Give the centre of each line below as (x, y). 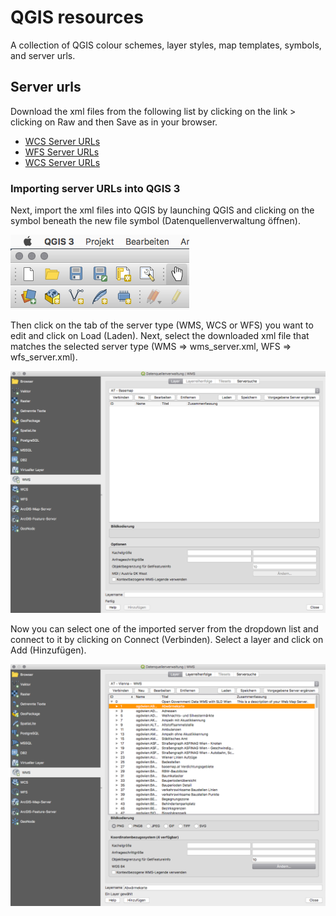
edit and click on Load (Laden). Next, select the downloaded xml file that (160, 336)
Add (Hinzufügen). (48, 650)
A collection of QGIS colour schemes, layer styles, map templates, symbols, (166, 45)
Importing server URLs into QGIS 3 (95, 188)
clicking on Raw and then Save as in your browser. (114, 122)
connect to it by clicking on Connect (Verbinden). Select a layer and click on (167, 640)
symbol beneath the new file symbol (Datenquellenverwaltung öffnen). (155, 221)
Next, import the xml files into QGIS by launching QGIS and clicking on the (162, 210)
